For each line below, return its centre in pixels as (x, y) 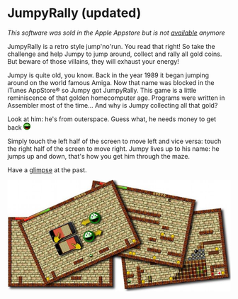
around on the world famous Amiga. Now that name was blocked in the (111, 82)
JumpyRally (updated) (74, 13)
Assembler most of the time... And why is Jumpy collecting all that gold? (113, 105)
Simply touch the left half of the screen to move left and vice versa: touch (114, 141)
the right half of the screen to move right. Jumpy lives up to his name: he (113, 148)
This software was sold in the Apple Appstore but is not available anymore (116, 33)
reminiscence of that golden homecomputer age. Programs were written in (116, 98)
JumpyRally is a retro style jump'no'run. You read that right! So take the (112, 46)
